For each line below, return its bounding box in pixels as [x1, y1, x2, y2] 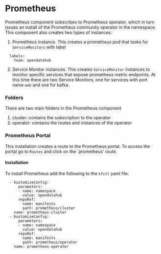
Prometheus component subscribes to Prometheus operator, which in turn [5, 19, 155, 25]
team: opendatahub [14, 58, 51, 63]
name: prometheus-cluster [14, 210, 67, 215]
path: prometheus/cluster [23, 206, 76, 211]
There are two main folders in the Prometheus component [5, 106, 122, 111]
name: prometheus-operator [14, 244, 69, 249]
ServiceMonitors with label [12, 44, 66, 50]
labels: [9, 53, 25, 59]
